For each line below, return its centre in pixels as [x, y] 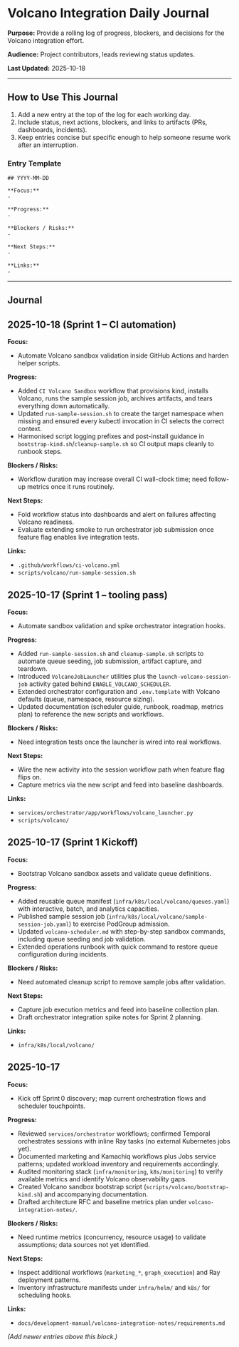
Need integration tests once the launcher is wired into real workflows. [119, 742]
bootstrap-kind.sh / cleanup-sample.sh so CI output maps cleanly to [116, 444]
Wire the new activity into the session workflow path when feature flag [121, 770]
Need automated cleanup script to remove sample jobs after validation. [122, 982]
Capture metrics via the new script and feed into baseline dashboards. [121, 785]
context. [30, 429]
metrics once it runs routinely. [71, 487]
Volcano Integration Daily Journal [108, 13]
